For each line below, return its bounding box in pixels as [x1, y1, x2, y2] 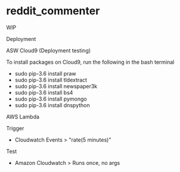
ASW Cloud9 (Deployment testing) [6, 46, 91, 54]
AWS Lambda [6, 113, 40, 120]
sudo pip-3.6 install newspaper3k [14, 82, 98, 90]
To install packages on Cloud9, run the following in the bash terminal [6, 58, 175, 65]
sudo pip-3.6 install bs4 [14, 89, 73, 96]
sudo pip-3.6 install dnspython [14, 101, 91, 108]
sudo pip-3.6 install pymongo [14, 95, 88, 102]
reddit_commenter [6, 4, 100, 18]
